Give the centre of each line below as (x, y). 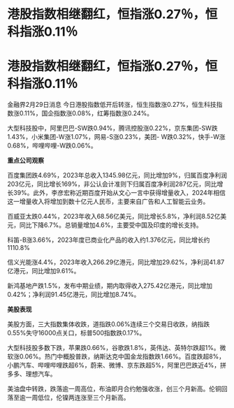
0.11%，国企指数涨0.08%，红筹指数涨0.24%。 (86, 113)
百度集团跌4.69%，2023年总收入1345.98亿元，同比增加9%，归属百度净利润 (117, 175)
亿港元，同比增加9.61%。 (44, 271)
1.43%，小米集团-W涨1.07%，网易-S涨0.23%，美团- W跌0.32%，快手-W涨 (116, 137)
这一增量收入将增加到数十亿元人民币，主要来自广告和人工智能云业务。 (108, 202)
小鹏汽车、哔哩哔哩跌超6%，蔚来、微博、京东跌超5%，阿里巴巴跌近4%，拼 (117, 365)
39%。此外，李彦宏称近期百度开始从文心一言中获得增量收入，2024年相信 (119, 193)
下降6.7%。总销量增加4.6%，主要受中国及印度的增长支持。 (117, 225)
